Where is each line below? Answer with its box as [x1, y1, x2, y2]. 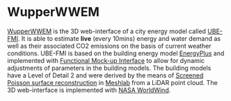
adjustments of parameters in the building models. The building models [7, 64, 212, 72]
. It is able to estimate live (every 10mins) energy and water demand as [17, 34, 221, 42]
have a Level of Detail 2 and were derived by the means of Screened [7, 71, 204, 80]
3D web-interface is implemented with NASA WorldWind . [7, 86, 171, 94]
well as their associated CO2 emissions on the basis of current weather [7, 42, 212, 50]
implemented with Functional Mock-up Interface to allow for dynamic [7, 56, 205, 64]
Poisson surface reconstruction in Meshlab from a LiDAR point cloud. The [7, 78, 218, 86]
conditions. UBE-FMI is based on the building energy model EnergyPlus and [7, 49, 225, 57]
